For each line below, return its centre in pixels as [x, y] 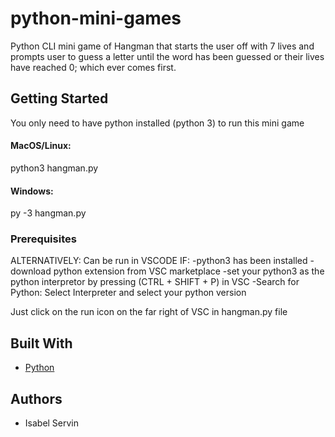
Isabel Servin [52, 423]
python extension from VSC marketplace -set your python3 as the [189, 271]
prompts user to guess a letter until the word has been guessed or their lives [167, 56]
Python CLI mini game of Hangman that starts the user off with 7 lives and [162, 46]
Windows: [32, 191]
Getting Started [59, 98]
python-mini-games [96, 18]
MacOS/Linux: [41, 146]
